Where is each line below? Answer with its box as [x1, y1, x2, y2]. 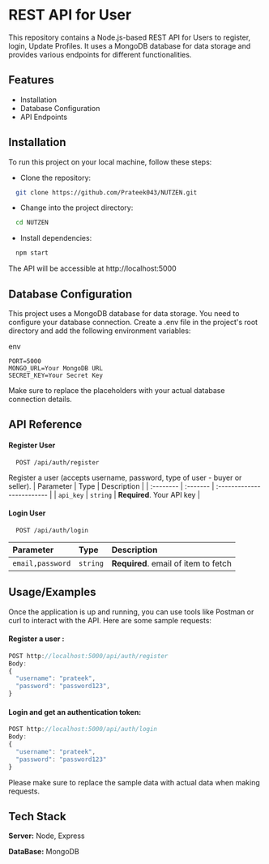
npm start [15, 249, 49, 257]
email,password [12, 558, 71, 568]
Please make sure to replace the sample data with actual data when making [8, 777, 261, 787]
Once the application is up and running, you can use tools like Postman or [8, 606, 254, 617]
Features [8, 73, 54, 87]
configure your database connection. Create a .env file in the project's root [8, 318, 258, 327]
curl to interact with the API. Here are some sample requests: [8, 615, 212, 625]
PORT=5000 [8, 357, 42, 366]
